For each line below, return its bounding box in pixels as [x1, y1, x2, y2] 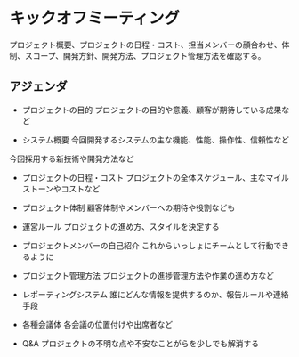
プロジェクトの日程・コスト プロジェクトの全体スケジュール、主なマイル [21, 172, 289, 183]
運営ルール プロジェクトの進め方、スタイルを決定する [21, 221, 220, 231]
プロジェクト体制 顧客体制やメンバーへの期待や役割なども [21, 202, 236, 213]
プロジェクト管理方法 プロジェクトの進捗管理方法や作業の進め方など [21, 270, 274, 280]
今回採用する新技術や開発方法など [9, 153, 134, 164]
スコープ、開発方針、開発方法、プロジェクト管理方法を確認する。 [24, 50, 266, 61]
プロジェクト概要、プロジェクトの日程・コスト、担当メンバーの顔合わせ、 [9, 39, 282, 50]
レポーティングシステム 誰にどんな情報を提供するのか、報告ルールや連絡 [21, 288, 289, 299]
